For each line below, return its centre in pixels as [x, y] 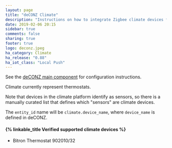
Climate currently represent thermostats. [48, 87]
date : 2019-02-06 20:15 [31, 24]
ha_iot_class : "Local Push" [35, 62]
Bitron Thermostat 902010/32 [44, 141]
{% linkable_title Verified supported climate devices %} [66, 129]
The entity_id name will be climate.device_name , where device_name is [80, 112]
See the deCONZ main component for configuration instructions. [73, 77]
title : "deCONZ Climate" [32, 15]
